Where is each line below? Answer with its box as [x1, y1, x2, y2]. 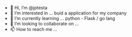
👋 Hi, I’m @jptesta [10, 5, 47, 10]
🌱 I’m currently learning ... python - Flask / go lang [10, 15, 115, 21]
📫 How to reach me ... [10, 26, 57, 32]
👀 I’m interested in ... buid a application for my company [10, 10, 127, 16]
